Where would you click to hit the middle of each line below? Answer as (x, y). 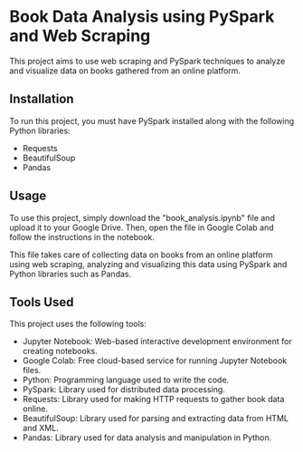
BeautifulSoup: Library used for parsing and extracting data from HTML (156, 418)
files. (32, 370)
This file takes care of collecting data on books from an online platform (141, 255)
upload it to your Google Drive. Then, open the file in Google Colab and (142, 227)
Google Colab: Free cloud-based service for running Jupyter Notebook (155, 361)
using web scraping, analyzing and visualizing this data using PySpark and (148, 264)
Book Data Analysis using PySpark (142, 17)
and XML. (40, 428)
